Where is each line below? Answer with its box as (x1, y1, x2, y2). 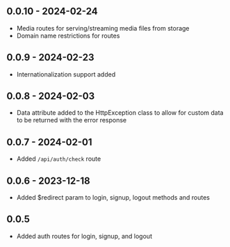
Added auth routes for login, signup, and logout (16, 232, 152, 240)
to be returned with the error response (16, 116, 127, 125)
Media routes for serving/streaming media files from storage (16, 24, 190, 32)
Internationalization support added (16, 70, 116, 79)
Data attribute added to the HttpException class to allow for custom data (16, 109, 224, 117)
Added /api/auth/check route (16, 154, 101, 163)
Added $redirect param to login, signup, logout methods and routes (16, 193, 210, 202)
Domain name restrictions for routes (16, 31, 120, 40)
